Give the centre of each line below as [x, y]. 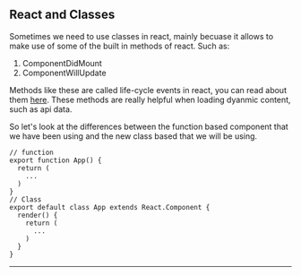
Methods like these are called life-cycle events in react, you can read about [148, 90]
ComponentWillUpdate [64, 73]
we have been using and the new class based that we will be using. [133, 136]
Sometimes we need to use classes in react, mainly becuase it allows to [142, 36]
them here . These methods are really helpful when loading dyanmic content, [150, 99]
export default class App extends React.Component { [110, 207]
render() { [38, 215]
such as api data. [41, 109]
